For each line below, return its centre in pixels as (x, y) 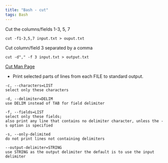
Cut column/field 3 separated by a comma (49, 48)
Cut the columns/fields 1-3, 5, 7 (38, 29)
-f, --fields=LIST (24, 112)
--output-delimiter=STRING (34, 147)
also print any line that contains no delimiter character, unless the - (85, 121)
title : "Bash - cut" (27, 10)
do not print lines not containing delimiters (55, 139)
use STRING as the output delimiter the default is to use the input (80, 152)
